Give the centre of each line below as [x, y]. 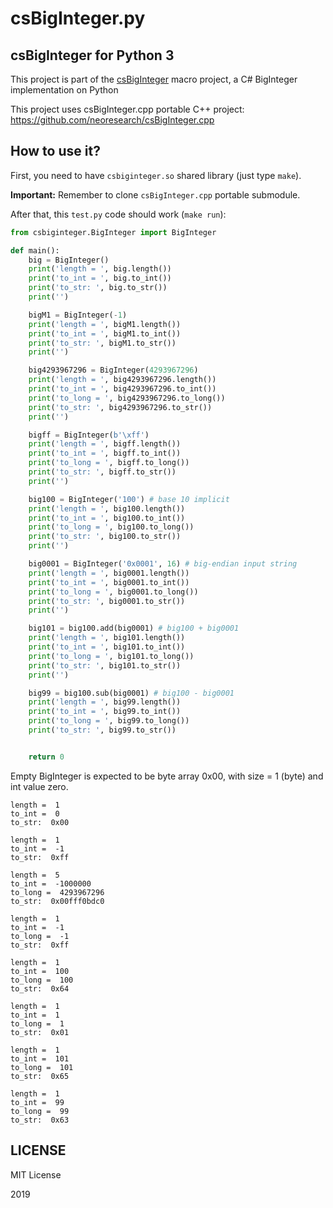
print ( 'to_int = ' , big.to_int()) [100, 278]
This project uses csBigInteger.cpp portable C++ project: [127, 109]
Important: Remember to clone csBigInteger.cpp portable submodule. [155, 194]
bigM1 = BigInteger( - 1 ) [78, 315]
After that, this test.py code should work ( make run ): [118, 214]
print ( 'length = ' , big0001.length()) [109, 573]
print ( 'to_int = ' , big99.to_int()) [105, 712]
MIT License [36, 1174]
